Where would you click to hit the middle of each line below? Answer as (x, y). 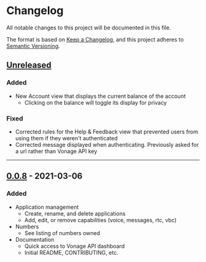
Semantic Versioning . (33, 46)
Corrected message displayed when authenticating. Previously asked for (107, 144)
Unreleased (29, 65)
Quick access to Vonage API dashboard (74, 246)
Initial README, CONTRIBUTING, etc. (71, 252)
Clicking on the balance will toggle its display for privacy (96, 102)
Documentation (35, 239)
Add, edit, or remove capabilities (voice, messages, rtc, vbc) (100, 220)
